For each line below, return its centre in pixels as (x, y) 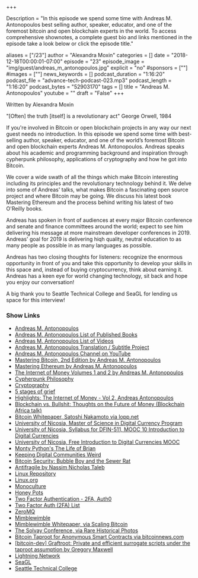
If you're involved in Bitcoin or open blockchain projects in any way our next (99, 128)
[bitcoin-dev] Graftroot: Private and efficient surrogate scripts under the (103, 543)
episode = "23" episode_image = (105, 61)
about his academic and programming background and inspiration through (97, 153)
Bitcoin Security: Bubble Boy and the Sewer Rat (73, 461)
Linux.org (26, 480)
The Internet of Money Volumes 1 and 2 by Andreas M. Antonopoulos (99, 373)
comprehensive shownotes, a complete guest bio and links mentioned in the (99, 37)
